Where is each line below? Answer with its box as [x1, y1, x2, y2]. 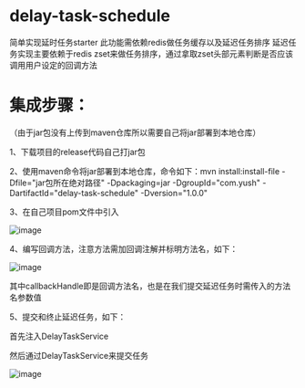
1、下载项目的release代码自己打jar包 [9, 146, 146, 157]
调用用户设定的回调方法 [9, 59, 97, 70]
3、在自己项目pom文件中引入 [9, 206, 119, 217]
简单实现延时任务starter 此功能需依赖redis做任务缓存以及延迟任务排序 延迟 [9, 37, 289, 47]
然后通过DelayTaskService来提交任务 [9, 350, 148, 361]
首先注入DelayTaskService [9, 330, 109, 341]
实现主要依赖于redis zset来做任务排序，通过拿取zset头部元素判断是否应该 [16, 47, 294, 59]
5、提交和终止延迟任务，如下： [9, 311, 127, 322]
